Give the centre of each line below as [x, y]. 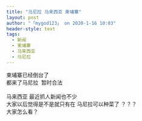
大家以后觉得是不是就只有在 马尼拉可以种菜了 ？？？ [72, 104]
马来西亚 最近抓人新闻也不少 [42, 96]
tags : [13, 34]
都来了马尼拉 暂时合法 [34, 82]
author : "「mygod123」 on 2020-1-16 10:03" [61, 23]
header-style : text [31, 29]
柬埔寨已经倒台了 [28, 75]
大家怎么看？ [22, 111]
